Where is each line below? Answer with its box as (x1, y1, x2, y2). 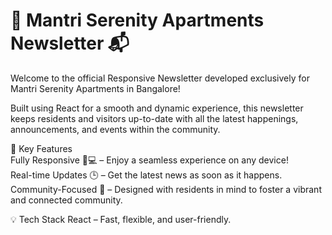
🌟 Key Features (10, 142, 73, 154)
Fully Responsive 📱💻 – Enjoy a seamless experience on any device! (10, 154, 289, 166)
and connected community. (10, 194, 123, 206)
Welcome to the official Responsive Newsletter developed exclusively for (10, 72, 310, 84)
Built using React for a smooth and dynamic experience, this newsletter (10, 102, 304, 114)
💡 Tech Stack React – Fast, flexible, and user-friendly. (10, 213, 232, 225)
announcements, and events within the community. (10, 123, 221, 135)
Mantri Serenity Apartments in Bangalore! (10, 82, 181, 94)
